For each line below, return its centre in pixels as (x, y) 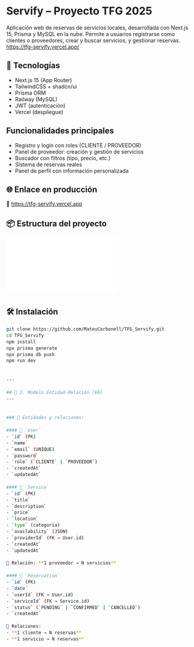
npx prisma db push (31, 354)
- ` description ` (26, 506)
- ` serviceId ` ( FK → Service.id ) (48, 601)
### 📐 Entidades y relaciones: (45, 418)
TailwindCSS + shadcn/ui (46, 86)
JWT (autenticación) (40, 106)
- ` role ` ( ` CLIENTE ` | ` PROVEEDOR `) (52, 462)
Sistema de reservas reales (48, 164)
